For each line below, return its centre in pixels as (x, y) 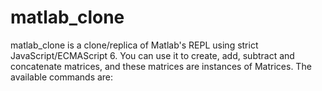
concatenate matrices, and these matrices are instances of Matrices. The (161, 66)
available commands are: (62, 77)
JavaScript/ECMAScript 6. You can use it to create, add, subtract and (152, 55)
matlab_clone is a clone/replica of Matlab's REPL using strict (134, 45)
